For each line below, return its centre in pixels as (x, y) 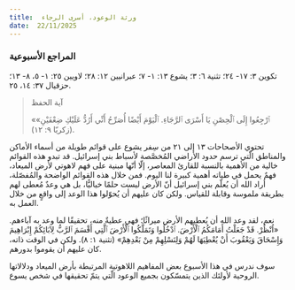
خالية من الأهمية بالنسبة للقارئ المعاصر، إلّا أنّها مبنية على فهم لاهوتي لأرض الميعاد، (144, 165)
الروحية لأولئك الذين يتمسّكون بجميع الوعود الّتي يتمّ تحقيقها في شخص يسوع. (134, 275)
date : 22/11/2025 (43, 26)
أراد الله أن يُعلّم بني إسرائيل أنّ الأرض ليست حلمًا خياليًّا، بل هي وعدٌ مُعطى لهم (137, 184)
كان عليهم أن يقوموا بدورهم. (55, 248)
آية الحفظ (47, 102)
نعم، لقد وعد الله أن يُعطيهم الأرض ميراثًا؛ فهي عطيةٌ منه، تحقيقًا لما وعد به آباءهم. (142, 220)
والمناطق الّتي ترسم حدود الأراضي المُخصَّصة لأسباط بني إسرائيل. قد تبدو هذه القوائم (147, 156)
